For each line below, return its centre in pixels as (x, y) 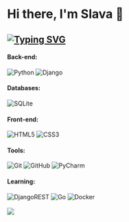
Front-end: (23, 119)
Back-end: (22, 57)
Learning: (21, 181)
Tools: (16, 150)
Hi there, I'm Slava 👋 (66, 14)
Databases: (24, 88)
